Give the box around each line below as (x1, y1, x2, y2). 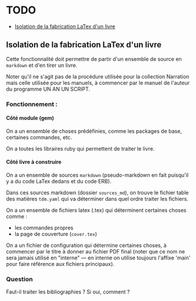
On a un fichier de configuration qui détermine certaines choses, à (6, 242, 167, 249)
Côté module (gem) (6, 115, 55, 122)
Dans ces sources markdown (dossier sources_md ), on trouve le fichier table (6, 189, 189, 196)
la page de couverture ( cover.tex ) (14, 231, 97, 238)
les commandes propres (14, 224, 73, 231)
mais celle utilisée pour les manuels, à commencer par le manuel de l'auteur (6, 79, 190, 86)
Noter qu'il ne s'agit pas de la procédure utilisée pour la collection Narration (6, 73, 190, 80)
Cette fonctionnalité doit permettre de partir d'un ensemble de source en (6, 55, 182, 62)
